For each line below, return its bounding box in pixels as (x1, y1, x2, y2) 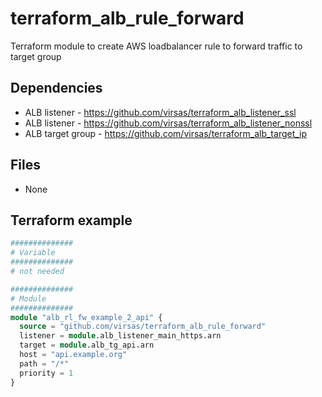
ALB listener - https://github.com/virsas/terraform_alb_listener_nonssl (24, 117, 313, 129)
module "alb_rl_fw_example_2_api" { (10, 312, 163, 322)
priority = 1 (19, 368, 74, 378)
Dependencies (10, 80, 103, 97)
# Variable (10, 248, 56, 258)
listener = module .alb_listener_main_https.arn (19, 331, 222, 341)
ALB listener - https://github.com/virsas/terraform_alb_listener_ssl (24, 106, 297, 118)
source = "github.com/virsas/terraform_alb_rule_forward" (19, 322, 267, 332)
